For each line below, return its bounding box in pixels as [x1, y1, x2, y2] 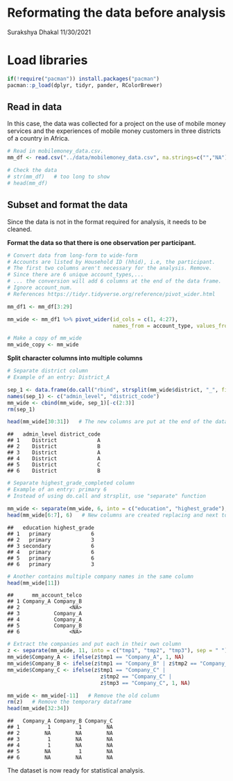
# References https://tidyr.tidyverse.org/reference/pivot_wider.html [7, 290, 216, 297]
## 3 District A [7, 449, 101, 457]
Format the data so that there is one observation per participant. [7, 238, 196, 246]
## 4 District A [7, 455, 101, 462]
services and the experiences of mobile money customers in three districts [7, 127, 221, 135]
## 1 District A [7, 437, 101, 444]
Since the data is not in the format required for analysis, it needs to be [7, 217, 207, 226]
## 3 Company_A [7, 610, 82, 617]
